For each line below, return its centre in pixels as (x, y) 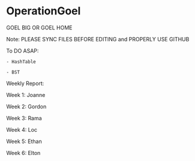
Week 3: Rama (24, 118)
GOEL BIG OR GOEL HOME (39, 28)
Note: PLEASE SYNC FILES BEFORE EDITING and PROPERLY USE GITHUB (98, 39)
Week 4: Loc (22, 129)
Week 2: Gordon (26, 107)
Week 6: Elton (23, 153)
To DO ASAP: (22, 51)
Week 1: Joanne (26, 95)
